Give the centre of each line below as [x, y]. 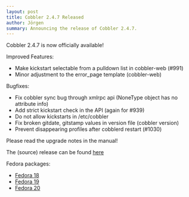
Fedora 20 [27, 188]
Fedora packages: [28, 164]
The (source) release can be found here [55, 152]
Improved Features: [30, 57]
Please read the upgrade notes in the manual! [62, 141]
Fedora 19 [27, 182]
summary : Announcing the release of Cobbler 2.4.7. [72, 28]
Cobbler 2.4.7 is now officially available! [55, 45]
